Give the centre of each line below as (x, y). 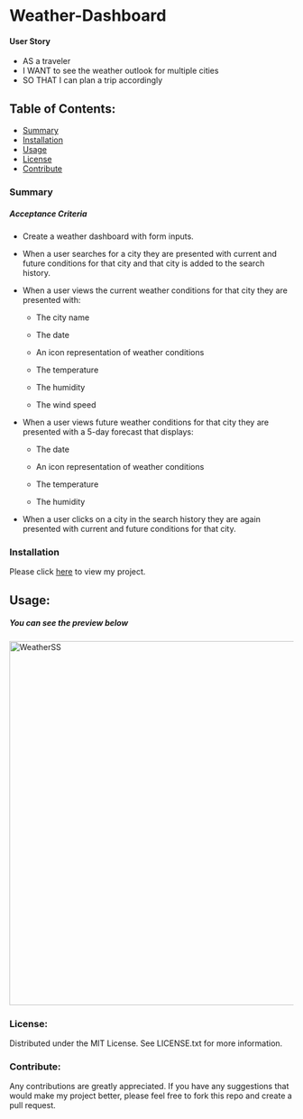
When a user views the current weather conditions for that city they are (155, 290)
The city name (63, 317)
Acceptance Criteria (48, 214)
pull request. (32, 1105)
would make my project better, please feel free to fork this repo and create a (151, 1096)
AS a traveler (46, 61)
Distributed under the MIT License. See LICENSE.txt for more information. (146, 1043)
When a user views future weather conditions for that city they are (145, 422)
